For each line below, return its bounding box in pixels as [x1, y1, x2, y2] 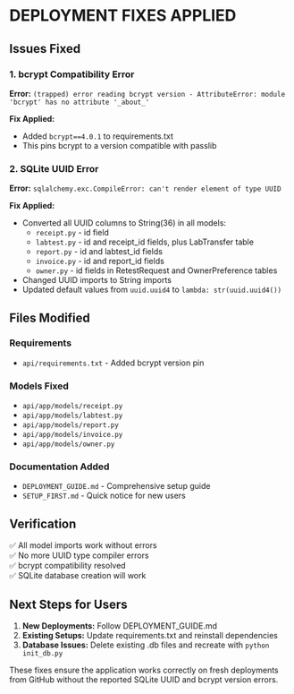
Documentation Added [9, 460, 110, 473]
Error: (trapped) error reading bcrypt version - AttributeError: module [9, 88, 286, 99]
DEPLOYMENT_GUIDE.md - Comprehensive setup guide [21, 481, 211, 492]
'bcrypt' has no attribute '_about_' [9, 98, 150, 107]
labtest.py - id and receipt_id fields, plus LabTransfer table [35, 236, 255, 247]
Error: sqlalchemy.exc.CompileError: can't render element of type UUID [9, 183, 281, 193]
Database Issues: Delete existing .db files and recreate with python [21, 639, 270, 650]
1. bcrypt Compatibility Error [9, 68, 135, 81]
